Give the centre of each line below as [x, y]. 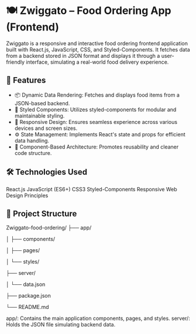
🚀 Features [26, 80]
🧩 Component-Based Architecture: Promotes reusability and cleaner [97, 147]
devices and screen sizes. [46, 128]
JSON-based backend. [42, 103]
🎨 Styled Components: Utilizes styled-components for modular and [95, 109]
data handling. [32, 140]
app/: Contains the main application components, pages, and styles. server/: [98, 318]
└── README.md [27, 307]
